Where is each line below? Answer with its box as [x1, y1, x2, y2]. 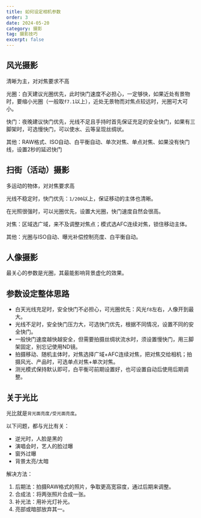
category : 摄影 [6, 25, 43, 32]
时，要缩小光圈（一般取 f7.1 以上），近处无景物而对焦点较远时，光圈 [6, 97, 172, 105]
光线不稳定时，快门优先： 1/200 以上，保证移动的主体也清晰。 [6, 194, 157, 202]
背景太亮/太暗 [14, 457, 49, 465]
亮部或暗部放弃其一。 [14, 505, 68, 513]
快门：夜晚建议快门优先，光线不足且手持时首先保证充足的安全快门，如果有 [6, 118, 190, 125]
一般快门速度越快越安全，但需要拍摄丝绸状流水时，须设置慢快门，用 [14, 336, 184, 343]
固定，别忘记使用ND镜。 [20, 343, 81, 351]
